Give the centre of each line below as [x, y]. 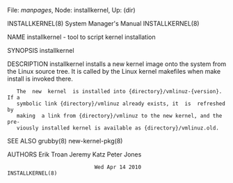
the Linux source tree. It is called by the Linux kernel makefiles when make [114, 71]
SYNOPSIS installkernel [41, 50]
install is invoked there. [40, 79]
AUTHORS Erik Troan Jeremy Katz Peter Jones [74, 154]
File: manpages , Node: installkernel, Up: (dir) [71, 10]
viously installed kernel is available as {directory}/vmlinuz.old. [118, 128]
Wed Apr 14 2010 [118, 167]
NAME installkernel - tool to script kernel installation [81, 37]
